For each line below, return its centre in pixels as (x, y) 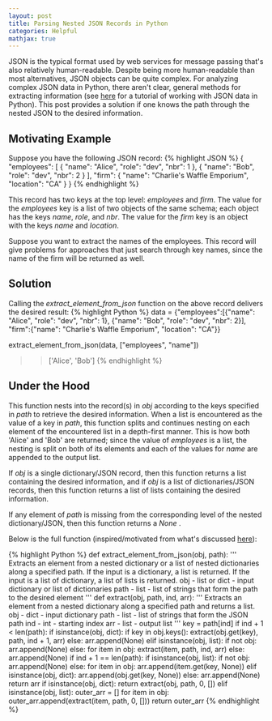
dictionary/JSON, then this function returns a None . (95, 523)
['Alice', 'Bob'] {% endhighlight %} (105, 360)
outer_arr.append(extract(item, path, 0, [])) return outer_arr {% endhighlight (134, 701)
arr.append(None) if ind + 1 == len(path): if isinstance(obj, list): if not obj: (130, 658)
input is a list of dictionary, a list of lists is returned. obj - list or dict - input (132, 580)
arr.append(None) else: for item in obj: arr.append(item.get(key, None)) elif (133, 666)
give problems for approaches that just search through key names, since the (136, 250)
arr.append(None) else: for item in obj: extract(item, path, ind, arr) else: (127, 649)
